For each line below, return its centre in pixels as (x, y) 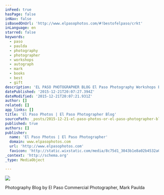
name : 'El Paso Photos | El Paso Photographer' (59, 137)
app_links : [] (20, 110)
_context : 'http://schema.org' (37, 155)
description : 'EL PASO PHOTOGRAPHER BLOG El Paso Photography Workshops (81, 87)
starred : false (20, 32)
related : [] (17, 105)
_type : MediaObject (25, 160)
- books (17, 73)
